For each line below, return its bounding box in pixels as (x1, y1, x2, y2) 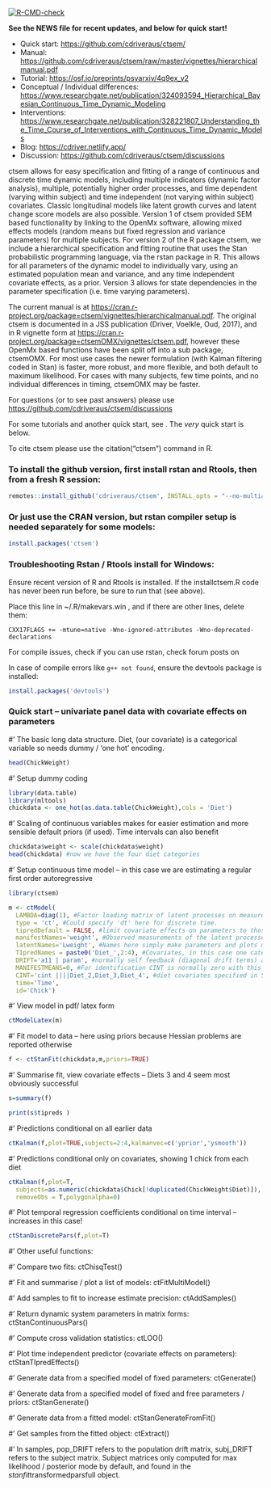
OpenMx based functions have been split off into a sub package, (8, 345, 223, 355)
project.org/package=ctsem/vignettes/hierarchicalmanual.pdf (8, 311, 214, 320)
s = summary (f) (8, 1094, 52, 1102)
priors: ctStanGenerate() (8, 1397, 90, 1407)
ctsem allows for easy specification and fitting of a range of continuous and (8, 167, 260, 175)
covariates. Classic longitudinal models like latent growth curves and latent (8, 200, 256, 210)
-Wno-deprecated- (196, 626, 254, 634)
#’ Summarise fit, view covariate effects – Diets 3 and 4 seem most (8, 1070, 231, 1080)
